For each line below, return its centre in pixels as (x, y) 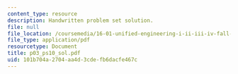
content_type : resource (42, 14)
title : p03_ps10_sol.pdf (44, 54)
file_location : (30, 33)
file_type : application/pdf (49, 40)
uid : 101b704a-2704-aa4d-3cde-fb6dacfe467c (73, 60)
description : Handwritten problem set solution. (80, 20)
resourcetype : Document (42, 47)
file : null (23, 27)
